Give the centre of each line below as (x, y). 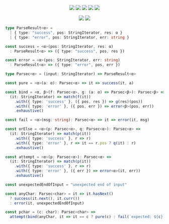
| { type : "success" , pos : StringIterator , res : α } (66, 33)
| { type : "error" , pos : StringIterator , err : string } (69, 37)
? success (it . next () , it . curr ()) (45, 198)
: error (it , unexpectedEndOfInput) (47, 203)
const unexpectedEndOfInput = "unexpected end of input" (66, 184)
